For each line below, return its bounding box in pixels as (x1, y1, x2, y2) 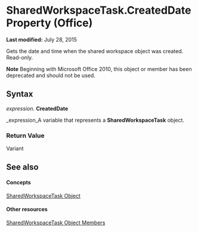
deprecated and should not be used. (6, 72, 95, 79)
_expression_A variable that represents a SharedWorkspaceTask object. (6, 116, 185, 123)
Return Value (6, 131, 45, 140)
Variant (6, 145, 24, 152)
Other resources (6, 206, 48, 213)
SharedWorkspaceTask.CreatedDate (6, 4, 191, 17)
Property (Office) (6, 16, 93, 30)
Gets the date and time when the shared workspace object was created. (6, 47, 184, 54)
